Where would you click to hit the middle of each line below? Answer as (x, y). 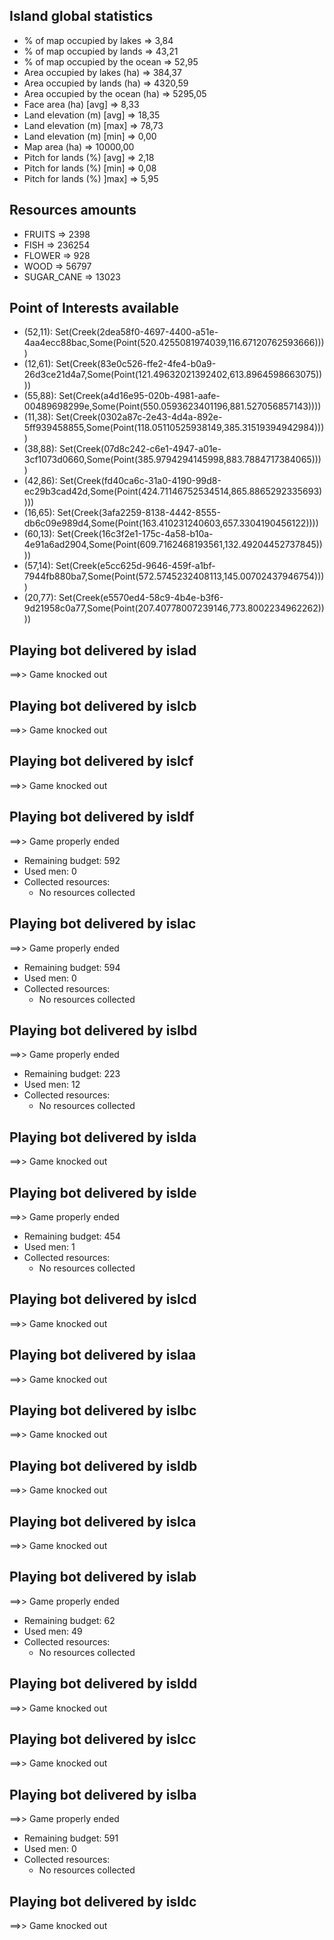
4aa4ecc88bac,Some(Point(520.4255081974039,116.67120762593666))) (174, 343)
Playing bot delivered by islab (103, 1577)
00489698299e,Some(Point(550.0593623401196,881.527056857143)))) (172, 406)
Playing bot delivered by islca (103, 1521)
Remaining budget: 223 (72, 1074)
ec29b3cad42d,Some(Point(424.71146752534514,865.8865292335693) (173, 491)
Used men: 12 (52, 1085)
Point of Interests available (94, 308)
